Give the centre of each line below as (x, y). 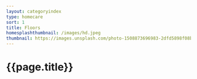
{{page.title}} (40, 67)
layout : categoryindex (34, 11)
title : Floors (23, 28)
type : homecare (25, 17)
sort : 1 (16, 22)
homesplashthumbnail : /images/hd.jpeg (53, 33)
